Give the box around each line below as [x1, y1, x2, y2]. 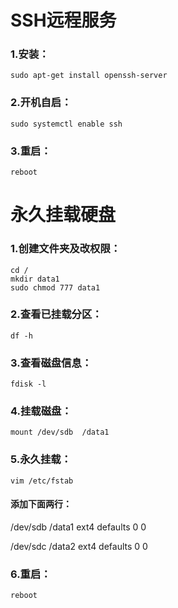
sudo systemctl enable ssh [10, 119, 123, 129]
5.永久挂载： [10, 452, 72, 466]
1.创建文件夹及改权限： [10, 242, 122, 256]
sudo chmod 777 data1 [10, 282, 101, 293]
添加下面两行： [10, 498, 72, 510]
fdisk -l [10, 379, 47, 390]
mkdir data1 [10, 274, 60, 284]
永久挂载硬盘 [10, 204, 117, 226]
